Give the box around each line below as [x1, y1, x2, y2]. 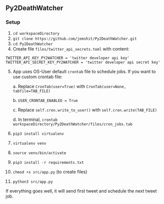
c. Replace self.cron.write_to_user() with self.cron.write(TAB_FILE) [12, 106, 158, 113]
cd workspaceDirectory [12, 31, 60, 36]
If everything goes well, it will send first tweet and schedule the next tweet [5, 188, 157, 194]
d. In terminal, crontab [12, 116, 58, 122]
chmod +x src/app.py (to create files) [12, 168, 88, 175]
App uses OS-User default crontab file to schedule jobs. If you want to [12, 68, 156, 74]
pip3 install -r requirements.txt [12, 160, 84, 165]
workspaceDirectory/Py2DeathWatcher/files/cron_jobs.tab [12, 121, 133, 127]
